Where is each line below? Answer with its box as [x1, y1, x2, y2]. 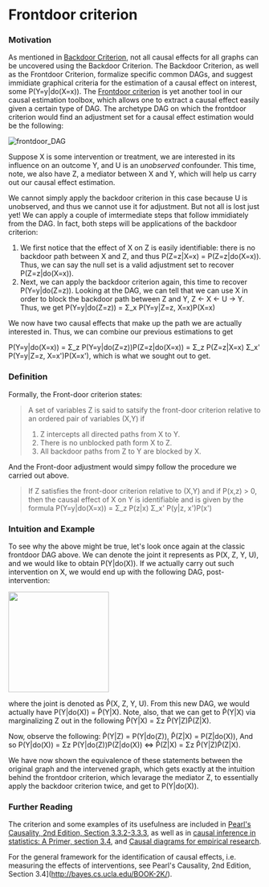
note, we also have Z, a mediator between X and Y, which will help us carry [8, 169, 257, 179]
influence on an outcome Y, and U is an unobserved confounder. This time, [8, 161, 256, 170]
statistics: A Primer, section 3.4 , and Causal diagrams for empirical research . [8, 836, 262, 846]
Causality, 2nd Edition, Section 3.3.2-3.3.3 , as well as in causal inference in [8, 828, 256, 838]
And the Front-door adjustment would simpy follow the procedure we [8, 462, 237, 471]
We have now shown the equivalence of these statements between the [8, 756, 243, 766]
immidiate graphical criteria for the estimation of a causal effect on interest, [8, 78, 257, 88]
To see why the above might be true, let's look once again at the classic [8, 541, 246, 552]
